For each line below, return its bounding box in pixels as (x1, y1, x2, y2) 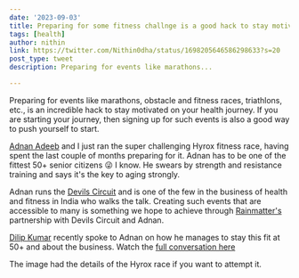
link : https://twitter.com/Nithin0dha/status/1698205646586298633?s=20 (9, 46, 280, 55)
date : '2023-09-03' (9, 12, 82, 22)
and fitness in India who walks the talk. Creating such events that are (9, 195, 262, 206)
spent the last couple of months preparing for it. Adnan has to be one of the (9, 150, 287, 160)
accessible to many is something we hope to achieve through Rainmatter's (9, 205, 282, 216)
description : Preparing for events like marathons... (9, 63, 214, 72)
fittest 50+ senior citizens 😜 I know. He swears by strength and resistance (9, 159, 282, 170)
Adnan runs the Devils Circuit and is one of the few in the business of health (9, 186, 287, 197)
